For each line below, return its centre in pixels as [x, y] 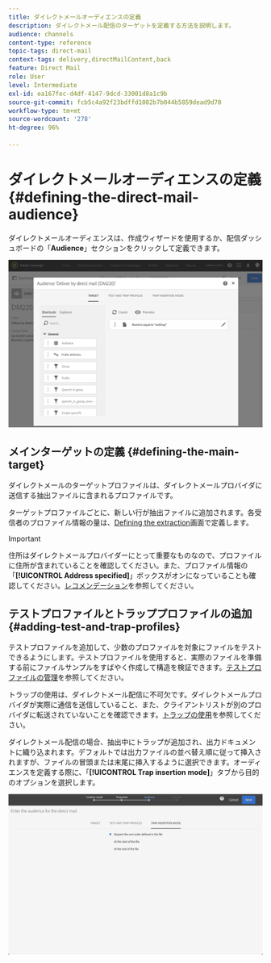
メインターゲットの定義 [67, 452]
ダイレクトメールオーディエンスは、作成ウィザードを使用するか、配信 [125, 237]
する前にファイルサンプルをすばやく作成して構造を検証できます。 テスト [128, 668]
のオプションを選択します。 [54, 782]
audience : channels [41, 34]
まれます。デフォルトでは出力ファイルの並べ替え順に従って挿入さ [152, 752]
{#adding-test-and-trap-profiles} [94, 627]
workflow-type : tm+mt [45, 111]
